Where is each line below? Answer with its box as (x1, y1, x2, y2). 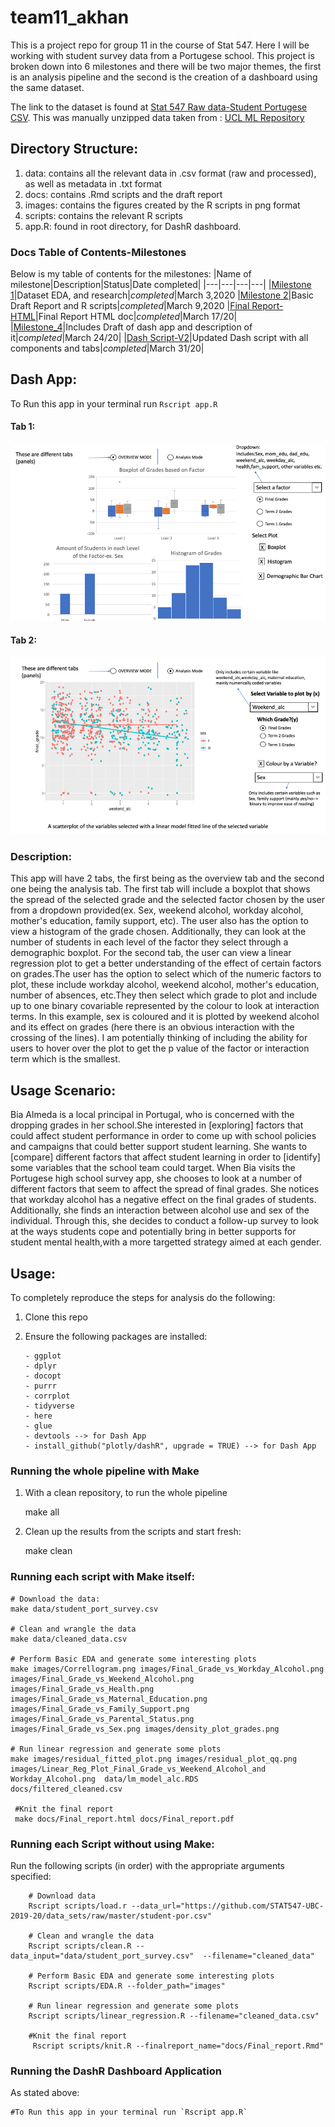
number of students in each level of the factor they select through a (10, 936, 289, 948)
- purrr (24, 1381, 57, 1391)
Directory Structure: (10, 141, 139, 158)
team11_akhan (10, 6, 130, 29)
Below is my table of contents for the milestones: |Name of (10, 268, 252, 280)
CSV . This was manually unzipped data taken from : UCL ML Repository (10, 111, 305, 123)
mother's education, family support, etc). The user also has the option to (10, 915, 309, 927)
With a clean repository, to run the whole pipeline (24, 1487, 228, 1499)
